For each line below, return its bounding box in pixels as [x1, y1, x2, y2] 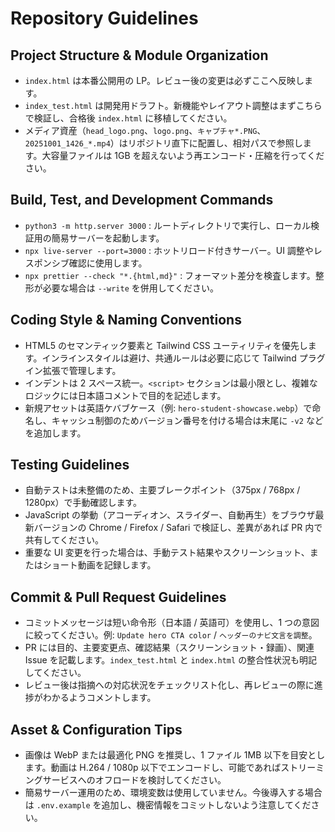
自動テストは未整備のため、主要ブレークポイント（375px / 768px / [24, 484, 301, 496]
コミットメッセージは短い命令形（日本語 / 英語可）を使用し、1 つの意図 [24, 617, 320, 629]
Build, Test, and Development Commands [10, 192, 274, 209]
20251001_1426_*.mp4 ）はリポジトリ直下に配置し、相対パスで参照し [24, 137, 303, 149]
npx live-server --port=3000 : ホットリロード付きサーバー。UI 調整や [24, 244, 314, 256]
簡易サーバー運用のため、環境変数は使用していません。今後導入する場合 [24, 787, 323, 799]
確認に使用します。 [68, 257, 148, 269]
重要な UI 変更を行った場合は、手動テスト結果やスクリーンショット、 [24, 547, 310, 559]
